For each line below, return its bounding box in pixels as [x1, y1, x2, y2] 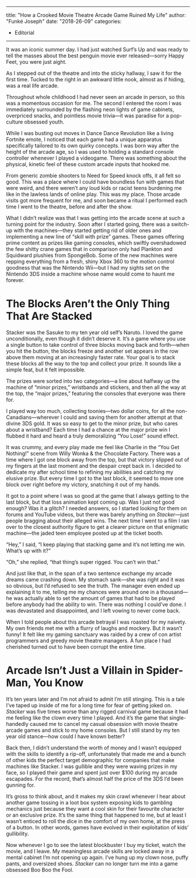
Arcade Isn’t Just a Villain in [6, 664, 144, 677]
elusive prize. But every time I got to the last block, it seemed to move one [6, 474, 184, 481]
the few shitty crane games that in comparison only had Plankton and [6, 246, 173, 252]
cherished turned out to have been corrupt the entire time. [6, 643, 146, 650]
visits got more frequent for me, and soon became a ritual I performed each [6, 197, 188, 204]
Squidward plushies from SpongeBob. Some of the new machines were [6, 252, 178, 259]
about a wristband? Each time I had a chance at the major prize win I [6, 426, 170, 433]
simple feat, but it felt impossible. [6, 366, 86, 373]
